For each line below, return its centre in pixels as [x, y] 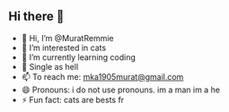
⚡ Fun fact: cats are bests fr [73, 99]
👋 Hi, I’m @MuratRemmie [67, 38]
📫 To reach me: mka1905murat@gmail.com [102, 76]
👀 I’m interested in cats [64, 47]
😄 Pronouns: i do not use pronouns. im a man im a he [121, 90]
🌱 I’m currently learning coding [79, 57]
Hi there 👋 [36, 17]
